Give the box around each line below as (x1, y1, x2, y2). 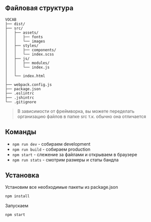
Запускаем (5, 203, 29, 209)
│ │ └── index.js (5, 64, 50, 70)
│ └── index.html (5, 73, 46, 78)
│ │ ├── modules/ (5, 60, 50, 65)
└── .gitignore (5, 99, 37, 105)
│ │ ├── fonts (5, 34, 43, 39)
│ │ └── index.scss (5, 52, 54, 56)
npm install (5, 194, 30, 199)
